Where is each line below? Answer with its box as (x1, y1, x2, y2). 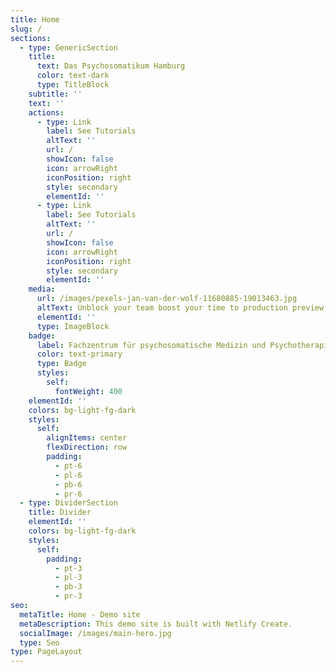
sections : (10, 33, 52, 43)
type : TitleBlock (36, 80, 110, 90)
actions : (28, 107, 65, 118)
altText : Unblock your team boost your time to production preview (36, 303, 325, 313)
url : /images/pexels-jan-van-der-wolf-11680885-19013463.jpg (36, 294, 298, 304)
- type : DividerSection (19, 498, 118, 508)
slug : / (10, 24, 43, 34)
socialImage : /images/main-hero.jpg (19, 628, 172, 638)
